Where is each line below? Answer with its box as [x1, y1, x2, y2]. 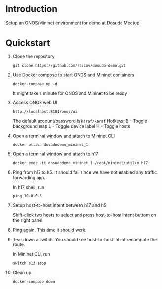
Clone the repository [12, 53, 55, 59]
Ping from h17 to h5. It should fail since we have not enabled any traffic [12, 169, 157, 175]
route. [12, 241, 25, 247]
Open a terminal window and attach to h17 [12, 151, 98, 157]
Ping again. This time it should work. [12, 227, 87, 233]
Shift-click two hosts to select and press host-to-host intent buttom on [12, 212, 156, 218]
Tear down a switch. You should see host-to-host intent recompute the [12, 236, 157, 242]
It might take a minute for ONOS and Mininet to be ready [12, 90, 127, 96]
